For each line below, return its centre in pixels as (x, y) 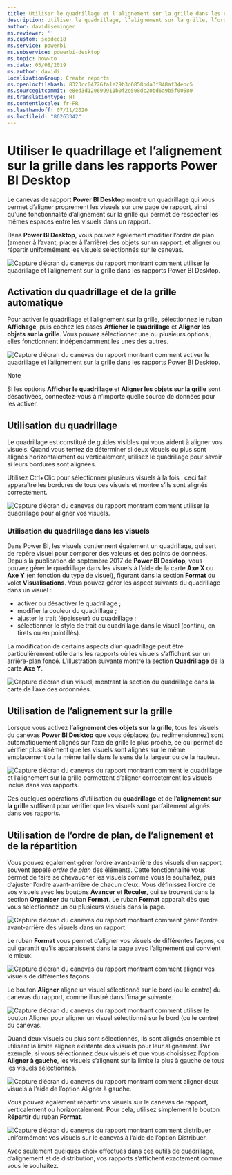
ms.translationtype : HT (41, 98)
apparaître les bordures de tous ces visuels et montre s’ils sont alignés (108, 485)
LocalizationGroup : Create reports (58, 78)
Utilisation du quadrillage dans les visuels (78, 531)
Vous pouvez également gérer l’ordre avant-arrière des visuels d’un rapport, (115, 863)
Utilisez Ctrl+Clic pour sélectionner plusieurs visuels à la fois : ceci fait (107, 477)
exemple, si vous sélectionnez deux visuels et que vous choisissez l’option (113, 1053)
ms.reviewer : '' (30, 33)
